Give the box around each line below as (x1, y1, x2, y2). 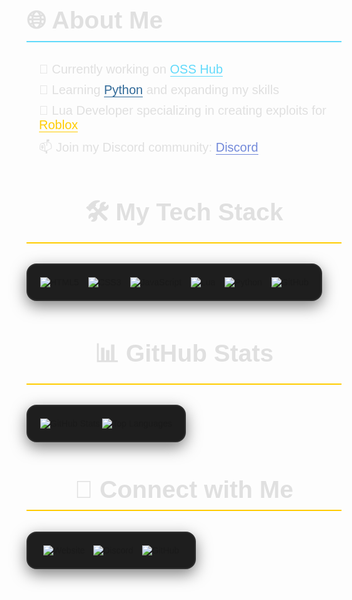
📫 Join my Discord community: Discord (39, 139, 259, 155)
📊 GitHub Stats (94, 339, 274, 367)
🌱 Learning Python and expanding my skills (39, 82, 280, 97)
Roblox (39, 117, 79, 132)
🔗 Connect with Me (74, 476, 294, 504)
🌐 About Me (26, 6, 164, 34)
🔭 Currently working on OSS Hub (39, 61, 224, 76)
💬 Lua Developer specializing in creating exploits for (39, 102, 327, 118)
